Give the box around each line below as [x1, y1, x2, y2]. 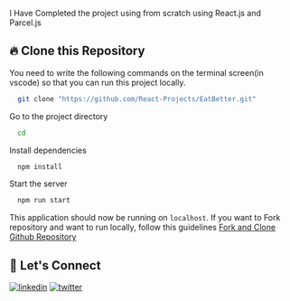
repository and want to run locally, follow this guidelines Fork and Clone [9, 221, 276, 233]
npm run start [17, 196, 70, 205]
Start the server [9, 178, 68, 189]
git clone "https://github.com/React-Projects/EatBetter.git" [17, 94, 257, 103]
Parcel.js [9, 17, 42, 28]
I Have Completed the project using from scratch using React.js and [9, 8, 262, 18]
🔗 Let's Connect [9, 258, 101, 273]
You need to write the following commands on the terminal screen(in [9, 67, 264, 78]
